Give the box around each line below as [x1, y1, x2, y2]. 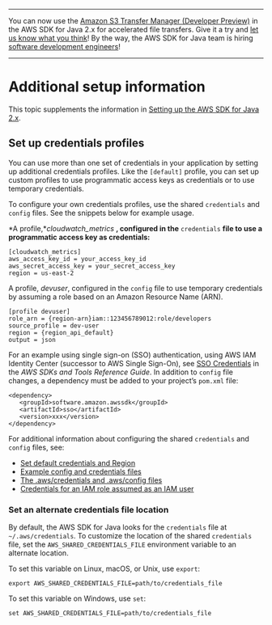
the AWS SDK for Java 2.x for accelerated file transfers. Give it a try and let [8, 25, 259, 34]
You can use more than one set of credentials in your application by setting [8, 158, 259, 167]
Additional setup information [8, 78, 206, 96]
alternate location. [8, 548, 69, 558]
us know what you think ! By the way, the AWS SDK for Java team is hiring [8, 33, 253, 43]
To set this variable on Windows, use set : [8, 593, 147, 603]
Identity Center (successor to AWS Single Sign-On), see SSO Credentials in [8, 358, 259, 368]
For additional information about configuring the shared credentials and [8, 433, 249, 443]
